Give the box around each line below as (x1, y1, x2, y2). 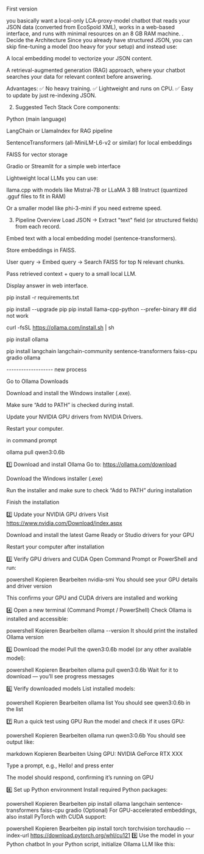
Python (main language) (6, 115, 67, 123)
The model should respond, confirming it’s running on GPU (6, 774, 154, 781)
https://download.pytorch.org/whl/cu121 (30, 832, 131, 839)
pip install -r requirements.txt (6, 294, 79, 301)
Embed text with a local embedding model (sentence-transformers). (6, 235, 177, 242)
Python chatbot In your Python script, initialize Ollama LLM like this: (6, 841, 175, 847)
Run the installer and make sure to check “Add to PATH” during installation (6, 487, 192, 493)
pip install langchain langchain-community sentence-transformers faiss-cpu (6, 348, 198, 354)
